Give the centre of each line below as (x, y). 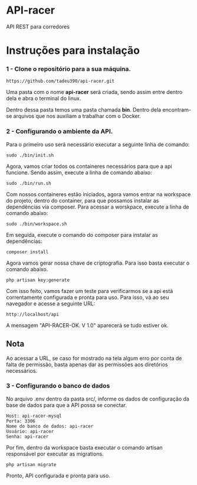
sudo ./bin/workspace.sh (37, 224)
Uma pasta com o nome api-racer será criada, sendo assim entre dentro (94, 92)
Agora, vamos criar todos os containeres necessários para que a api (89, 166)
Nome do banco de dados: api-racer (50, 426)
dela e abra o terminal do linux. (44, 99)
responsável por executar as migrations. (55, 454)
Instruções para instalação (73, 51)
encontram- (177, 110)
